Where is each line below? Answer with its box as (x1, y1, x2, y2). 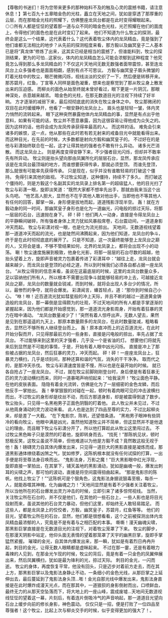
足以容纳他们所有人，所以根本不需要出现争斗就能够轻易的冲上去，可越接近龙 (5, 274, 163, 280)
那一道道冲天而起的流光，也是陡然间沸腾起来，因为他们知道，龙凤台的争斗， (5, 231, 163, 236)
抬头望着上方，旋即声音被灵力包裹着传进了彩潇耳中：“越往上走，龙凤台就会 (5, 256, 161, 261)
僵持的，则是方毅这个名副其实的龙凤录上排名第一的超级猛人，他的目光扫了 (9, 180, 163, 186)
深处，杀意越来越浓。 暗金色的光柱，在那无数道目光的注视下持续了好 (9, 92, 151, 98)
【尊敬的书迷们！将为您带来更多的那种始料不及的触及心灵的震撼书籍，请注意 (5, 5, 163, 10)
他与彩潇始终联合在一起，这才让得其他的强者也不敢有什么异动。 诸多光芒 (5, 143, 155, 148)
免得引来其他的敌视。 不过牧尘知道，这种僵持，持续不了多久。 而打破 (14, 174, 158, 180)
